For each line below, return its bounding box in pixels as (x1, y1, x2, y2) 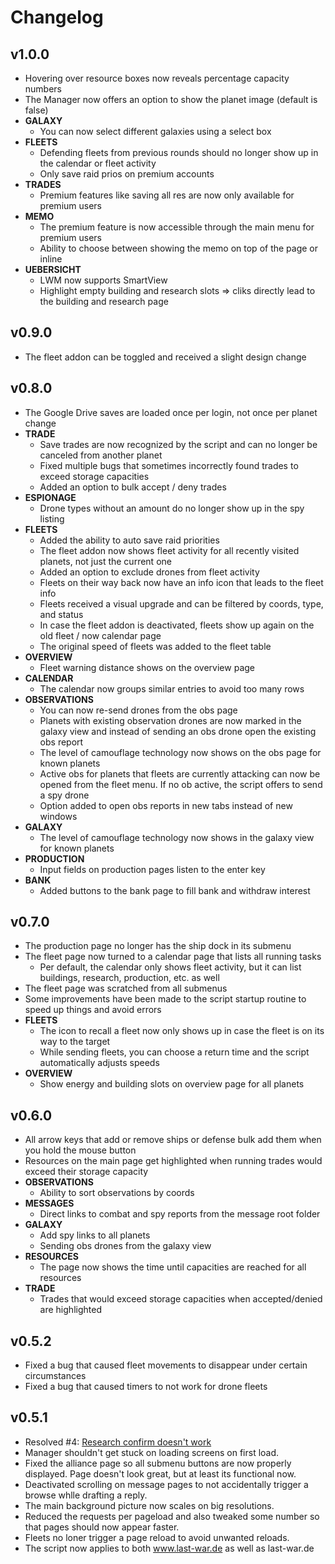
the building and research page (39, 296, 169, 307)
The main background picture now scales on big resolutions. (24, 1499, 275, 1511)
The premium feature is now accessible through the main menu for (39, 221, 315, 233)
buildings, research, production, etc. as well (39, 972, 220, 984)
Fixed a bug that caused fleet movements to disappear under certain (24, 1359, 308, 1371)
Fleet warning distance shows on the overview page (39, 661, 255, 673)
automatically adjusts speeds (39, 1057, 160, 1069)
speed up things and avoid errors (24, 1004, 162, 1016)
